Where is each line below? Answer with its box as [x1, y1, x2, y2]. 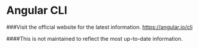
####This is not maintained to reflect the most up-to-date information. [6, 35, 183, 42]
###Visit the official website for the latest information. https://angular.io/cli [6, 23, 193, 31]
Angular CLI [6, 4, 68, 17]
